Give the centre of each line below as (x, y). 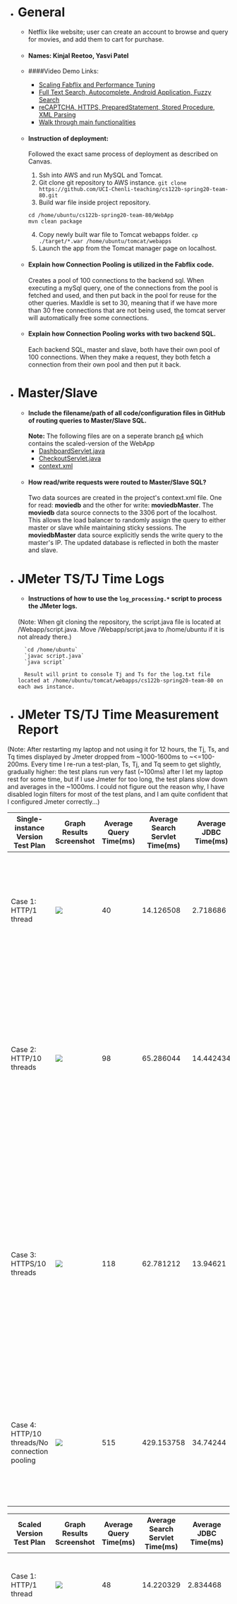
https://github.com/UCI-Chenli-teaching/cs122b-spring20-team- (133, 190)
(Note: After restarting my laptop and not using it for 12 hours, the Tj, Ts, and (118, 749)
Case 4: (24, 1425)
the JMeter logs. (53, 606)
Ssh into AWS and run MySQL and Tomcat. (101, 175)
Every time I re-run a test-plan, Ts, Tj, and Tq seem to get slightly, (126, 764)
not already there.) (44, 637)
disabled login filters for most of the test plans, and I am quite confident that (117, 794)
